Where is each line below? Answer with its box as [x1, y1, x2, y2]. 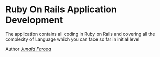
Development [5, 14, 63, 26]
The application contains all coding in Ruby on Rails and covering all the [5, 31, 155, 37]
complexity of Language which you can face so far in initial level [5, 36, 140, 42]
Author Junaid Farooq [5, 46, 52, 52]
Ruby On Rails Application [5, 4, 117, 15]
